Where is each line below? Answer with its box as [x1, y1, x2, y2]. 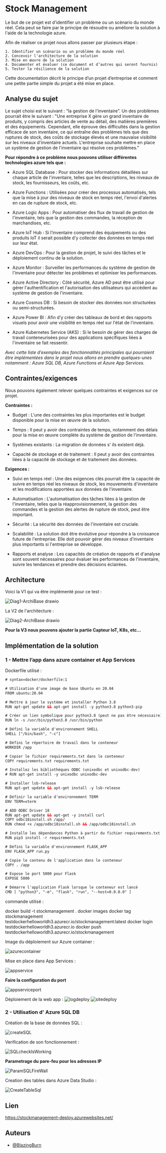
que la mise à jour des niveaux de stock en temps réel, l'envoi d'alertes [12, 194, 157, 201]
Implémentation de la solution [5, 641, 99, 650]
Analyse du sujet [5, 95, 58, 103]
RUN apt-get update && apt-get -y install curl [5, 813, 105, 818]
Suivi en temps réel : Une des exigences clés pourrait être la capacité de [12, 475, 160, 481]
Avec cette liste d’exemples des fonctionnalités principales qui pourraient [5, 349, 155, 355]
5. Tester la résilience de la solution [5, 66, 90, 71]
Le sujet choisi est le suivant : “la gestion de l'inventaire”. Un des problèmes [5, 107, 159, 114]
